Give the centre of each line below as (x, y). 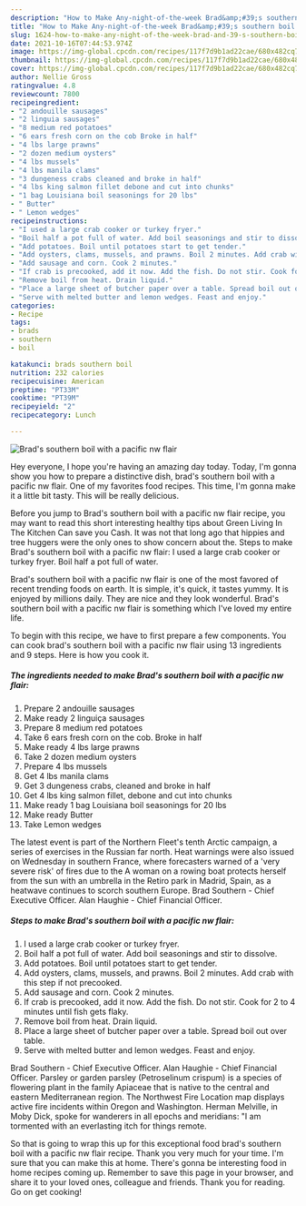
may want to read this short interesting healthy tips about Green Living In (146, 522)
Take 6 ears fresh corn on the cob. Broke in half (113, 737)
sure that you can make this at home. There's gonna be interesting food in (148, 1162)
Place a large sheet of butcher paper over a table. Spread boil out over (155, 1030)
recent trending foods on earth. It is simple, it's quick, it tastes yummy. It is (149, 589)
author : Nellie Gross (51, 77)
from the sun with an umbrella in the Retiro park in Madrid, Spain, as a (141, 880)
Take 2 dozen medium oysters (80, 756)
